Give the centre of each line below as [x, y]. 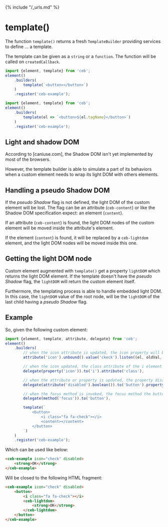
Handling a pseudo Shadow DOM [57, 190]
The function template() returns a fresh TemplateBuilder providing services [83, 41]
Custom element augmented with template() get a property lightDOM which [83, 271]
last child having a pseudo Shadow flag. [46, 302]
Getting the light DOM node [48, 259]
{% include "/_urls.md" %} [32, 7]
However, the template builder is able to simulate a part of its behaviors [78, 169]
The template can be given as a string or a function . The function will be [81, 56]
